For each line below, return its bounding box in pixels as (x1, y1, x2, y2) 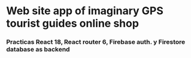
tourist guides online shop (6, 17, 140, 30)
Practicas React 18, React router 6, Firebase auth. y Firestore (6, 38, 186, 46)
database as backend (6, 46, 70, 54)
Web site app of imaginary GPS (6, 4, 163, 18)
